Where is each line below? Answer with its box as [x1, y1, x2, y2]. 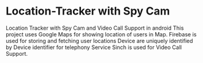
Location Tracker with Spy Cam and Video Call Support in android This [6, 24, 185, 31]
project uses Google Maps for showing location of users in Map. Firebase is [6, 30, 197, 38]
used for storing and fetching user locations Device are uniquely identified [6, 37, 194, 44]
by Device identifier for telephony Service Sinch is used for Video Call [6, 44, 182, 51]
